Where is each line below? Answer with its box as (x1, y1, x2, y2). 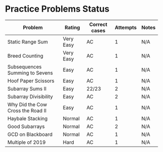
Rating (65, 24, 80, 31)
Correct (89, 21, 108, 28)
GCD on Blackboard (7, 131, 53, 137)
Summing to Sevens (7, 69, 53, 76)
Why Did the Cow (7, 101, 48, 108)
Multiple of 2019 (7, 139, 46, 146)
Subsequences (7, 63, 42, 70)
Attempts (114, 24, 137, 31)
